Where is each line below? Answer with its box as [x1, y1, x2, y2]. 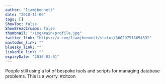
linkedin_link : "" [5, 49, 44, 54]
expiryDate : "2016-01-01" [5, 54, 59, 59]
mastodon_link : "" [5, 40, 44, 45]
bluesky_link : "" [5, 45, 42, 50]
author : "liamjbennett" [5, 7, 55, 13]
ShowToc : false [5, 21, 37, 27]
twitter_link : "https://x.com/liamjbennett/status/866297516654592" [5, 36, 152, 41]
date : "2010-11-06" [5, 12, 46, 17]
